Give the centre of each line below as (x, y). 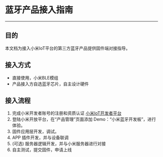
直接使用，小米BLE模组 (35, 78)
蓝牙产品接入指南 (39, 10)
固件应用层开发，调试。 (35, 132)
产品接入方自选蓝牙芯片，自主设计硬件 (50, 84)
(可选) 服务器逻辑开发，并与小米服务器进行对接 (59, 144)
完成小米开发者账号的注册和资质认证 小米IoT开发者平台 (67, 113)
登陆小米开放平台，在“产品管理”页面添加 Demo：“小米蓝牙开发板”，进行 (84, 119)
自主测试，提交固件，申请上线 (42, 150)
